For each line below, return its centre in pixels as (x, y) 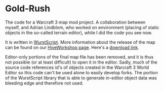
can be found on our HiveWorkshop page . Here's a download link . (72, 47)
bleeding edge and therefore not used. (44, 83)
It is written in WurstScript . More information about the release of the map (80, 42)
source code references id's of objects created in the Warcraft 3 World (77, 67)
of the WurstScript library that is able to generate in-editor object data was (81, 78)
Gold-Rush (28, 9)
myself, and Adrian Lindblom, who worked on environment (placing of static (82, 27)
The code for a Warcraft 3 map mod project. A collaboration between (75, 22)
